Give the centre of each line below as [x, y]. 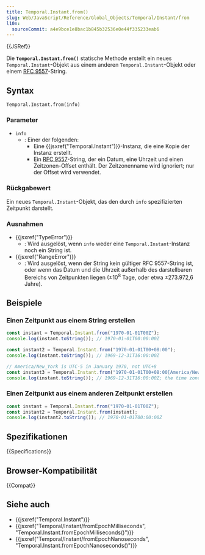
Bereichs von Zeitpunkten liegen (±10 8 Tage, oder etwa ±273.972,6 [109, 277]
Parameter [22, 120]
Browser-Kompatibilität [52, 471]
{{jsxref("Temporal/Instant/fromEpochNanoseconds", [82, 538]
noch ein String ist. [48, 250]
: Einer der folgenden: [52, 140]
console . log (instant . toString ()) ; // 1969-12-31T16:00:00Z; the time [97, 378]
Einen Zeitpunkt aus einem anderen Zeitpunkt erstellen [89, 393]
